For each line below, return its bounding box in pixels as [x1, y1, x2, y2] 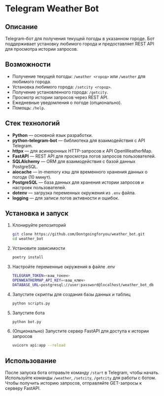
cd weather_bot [12, 236, 44, 241]
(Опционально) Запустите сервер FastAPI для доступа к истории [12, 328, 149, 334]
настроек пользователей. [12, 184, 66, 190]
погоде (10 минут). [12, 174, 52, 180]
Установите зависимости [12, 245, 66, 251]
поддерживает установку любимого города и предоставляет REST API [5, 41, 154, 47]
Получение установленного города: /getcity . [12, 89, 108, 95]
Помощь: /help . [12, 104, 45, 111]
